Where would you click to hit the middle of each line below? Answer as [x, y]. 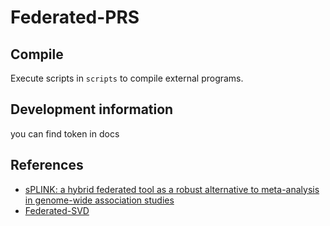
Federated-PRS [75, 17]
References [47, 165]
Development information [92, 109]
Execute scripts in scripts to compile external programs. [127, 78]
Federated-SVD [57, 210]
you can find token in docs [65, 133]
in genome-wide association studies [99, 200]
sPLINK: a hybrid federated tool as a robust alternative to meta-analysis [172, 189]
